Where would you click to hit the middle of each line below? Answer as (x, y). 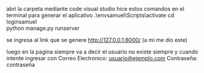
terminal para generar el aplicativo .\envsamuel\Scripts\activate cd (90, 15)
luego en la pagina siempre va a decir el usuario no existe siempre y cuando (102, 52)
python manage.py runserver (43, 28)
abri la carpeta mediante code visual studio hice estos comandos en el (96, 9)
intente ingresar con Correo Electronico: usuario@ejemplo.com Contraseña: (102, 58)
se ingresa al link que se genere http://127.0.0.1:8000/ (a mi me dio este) (97, 40)
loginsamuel (22, 22)
